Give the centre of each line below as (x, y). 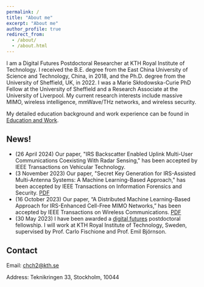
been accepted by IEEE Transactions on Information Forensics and (98, 186)
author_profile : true (34, 29)
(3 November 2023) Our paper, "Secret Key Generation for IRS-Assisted (105, 173)
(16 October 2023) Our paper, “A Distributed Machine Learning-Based (103, 199)
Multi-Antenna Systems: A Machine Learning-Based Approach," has (100, 179)
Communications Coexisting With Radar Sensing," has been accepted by (106, 160)
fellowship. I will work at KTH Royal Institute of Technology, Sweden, (101, 225)
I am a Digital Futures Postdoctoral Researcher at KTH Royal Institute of (96, 63)
